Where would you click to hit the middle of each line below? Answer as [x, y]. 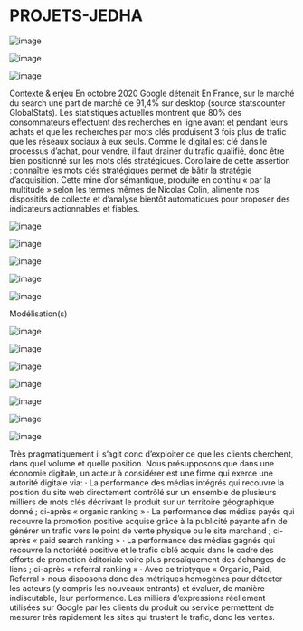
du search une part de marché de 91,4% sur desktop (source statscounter [147, 103]
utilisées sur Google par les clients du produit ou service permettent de [142, 607]
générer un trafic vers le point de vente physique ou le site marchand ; [140, 531]
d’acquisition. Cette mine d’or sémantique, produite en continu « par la [140, 179]
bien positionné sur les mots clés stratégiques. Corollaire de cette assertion [150, 160]
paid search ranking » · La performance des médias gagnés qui [157, 540]
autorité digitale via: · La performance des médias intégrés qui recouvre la [147, 482]
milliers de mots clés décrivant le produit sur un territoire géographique [142, 502]
